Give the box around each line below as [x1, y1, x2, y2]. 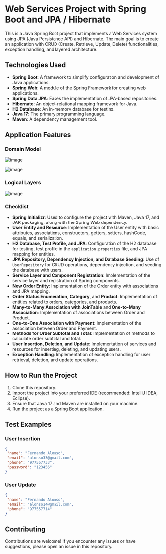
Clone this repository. [12, 384, 56, 390]
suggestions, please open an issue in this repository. [5, 544, 112, 550]
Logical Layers [5, 179, 41, 186]
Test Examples [5, 420, 52, 429]
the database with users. [12, 267, 63, 273]
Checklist [5, 203, 29, 210]
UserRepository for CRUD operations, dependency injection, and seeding [12, 262, 162, 268]
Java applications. [12, 79, 50, 85]
